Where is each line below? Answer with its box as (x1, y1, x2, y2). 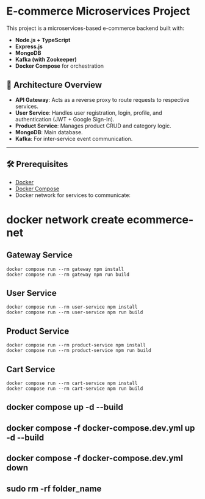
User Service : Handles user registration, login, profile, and (15, 109, 163, 117)
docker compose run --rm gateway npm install (6, 266, 124, 272)
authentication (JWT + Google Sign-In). (15, 115, 115, 123)
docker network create (6, 212, 124, 226)
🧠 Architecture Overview (6, 80, 103, 90)
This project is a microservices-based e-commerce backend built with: (6, 24, 185, 32)
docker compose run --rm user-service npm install (6, 304, 138, 311)
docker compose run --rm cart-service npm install (6, 380, 138, 386)
